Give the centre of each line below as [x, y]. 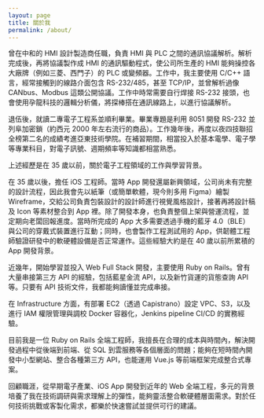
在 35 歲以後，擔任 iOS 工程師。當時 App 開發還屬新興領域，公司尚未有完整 [130, 182]
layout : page [29, 15]
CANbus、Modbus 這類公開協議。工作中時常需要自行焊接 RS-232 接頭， [126, 93]
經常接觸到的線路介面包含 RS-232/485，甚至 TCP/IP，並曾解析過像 [130, 82]
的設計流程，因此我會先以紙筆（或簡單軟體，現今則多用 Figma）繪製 [119, 192]
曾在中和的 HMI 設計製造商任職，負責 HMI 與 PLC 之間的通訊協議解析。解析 [130, 53]
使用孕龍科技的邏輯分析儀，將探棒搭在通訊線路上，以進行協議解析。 [125, 102]
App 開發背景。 [33, 251]
